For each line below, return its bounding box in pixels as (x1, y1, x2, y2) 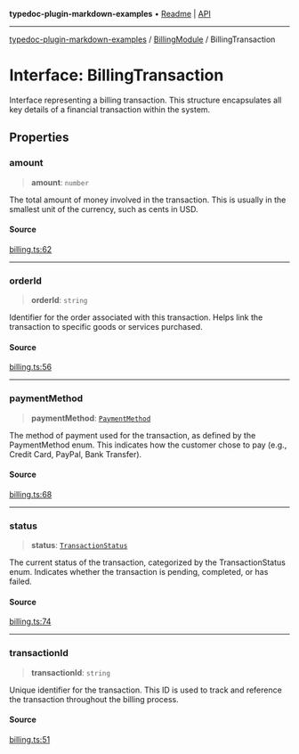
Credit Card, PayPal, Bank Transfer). (9, 448, 142, 459)
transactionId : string (30, 667, 111, 677)
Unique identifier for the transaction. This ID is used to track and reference (9, 684, 282, 695)
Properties (9, 130, 69, 145)
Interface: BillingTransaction (9, 65, 224, 86)
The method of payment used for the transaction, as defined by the (9, 430, 256, 440)
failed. (9, 576, 33, 587)
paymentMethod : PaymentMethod (30, 413, 151, 423)
